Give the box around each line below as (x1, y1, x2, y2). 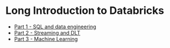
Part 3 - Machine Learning (14, 35, 78, 42)
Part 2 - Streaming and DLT (14, 29, 81, 36)
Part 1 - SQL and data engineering (14, 23, 96, 30)
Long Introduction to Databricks (5, 4, 164, 17)
